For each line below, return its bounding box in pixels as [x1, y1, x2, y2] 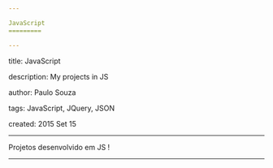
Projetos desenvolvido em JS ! [8, 142, 110, 152]
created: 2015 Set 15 [8, 118, 77, 128]
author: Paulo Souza [8, 87, 76, 97]
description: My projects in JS [8, 71, 109, 81]
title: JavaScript [8, 56, 61, 66]
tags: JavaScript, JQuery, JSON [8, 103, 115, 113]
